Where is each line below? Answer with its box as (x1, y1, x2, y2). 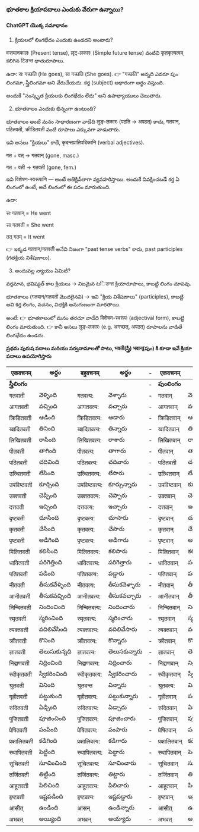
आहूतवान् (158, 782, 178, 790)
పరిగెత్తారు (108, 558, 132, 567)
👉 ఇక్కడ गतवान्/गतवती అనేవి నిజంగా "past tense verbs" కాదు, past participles (6, 246, 183, 253)
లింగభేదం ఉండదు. (6, 332, 46, 339)
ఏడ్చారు (108, 703, 127, 711)
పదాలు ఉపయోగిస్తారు (6, 353, 52, 360)
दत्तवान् (158, 503, 173, 511)
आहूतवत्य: (76, 782, 99, 790)
